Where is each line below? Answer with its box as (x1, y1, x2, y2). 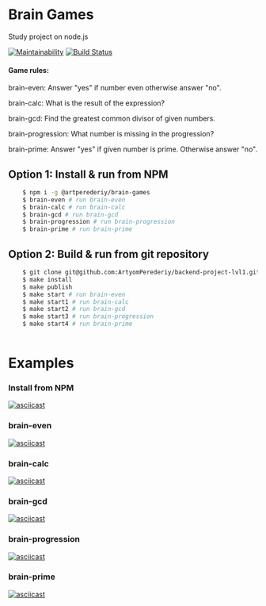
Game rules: (8, 65, 50, 75)
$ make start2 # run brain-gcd (22, 305, 126, 313)
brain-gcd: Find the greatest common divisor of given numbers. (8, 113, 216, 124)
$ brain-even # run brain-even (22, 196, 126, 204)
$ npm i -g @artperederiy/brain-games (22, 188, 150, 196)
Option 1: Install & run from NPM (8, 167, 169, 181)
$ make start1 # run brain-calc (22, 297, 129, 306)
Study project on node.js (8, 32, 89, 41)
